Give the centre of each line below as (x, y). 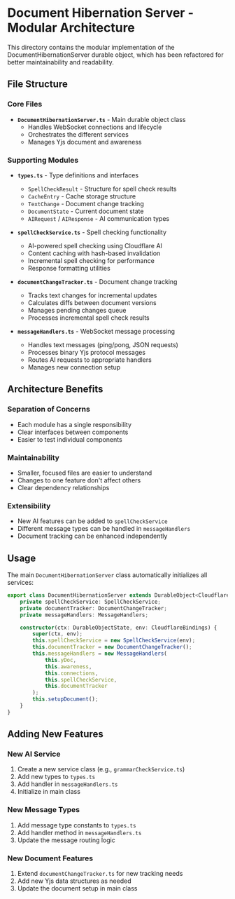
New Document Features (50, 858)
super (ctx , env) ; (57, 634)
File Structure (37, 85)
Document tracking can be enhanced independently (92, 536)
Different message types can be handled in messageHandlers (104, 529)
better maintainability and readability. (60, 62)
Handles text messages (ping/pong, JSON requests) (103, 344)
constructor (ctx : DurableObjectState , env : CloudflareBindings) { (119, 628)
